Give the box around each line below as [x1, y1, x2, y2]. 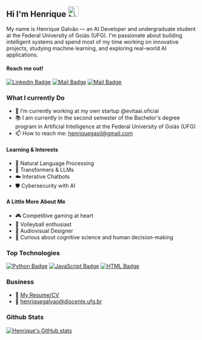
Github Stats [6, 313, 44, 322]
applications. [6, 51, 38, 58]
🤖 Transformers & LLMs [15, 166, 74, 173]
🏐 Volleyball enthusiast [15, 220, 72, 228]
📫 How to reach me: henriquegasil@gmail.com [15, 130, 133, 137]
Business [6, 277, 34, 286]
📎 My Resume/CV [15, 291, 59, 299]
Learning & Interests [6, 146, 59, 153]
